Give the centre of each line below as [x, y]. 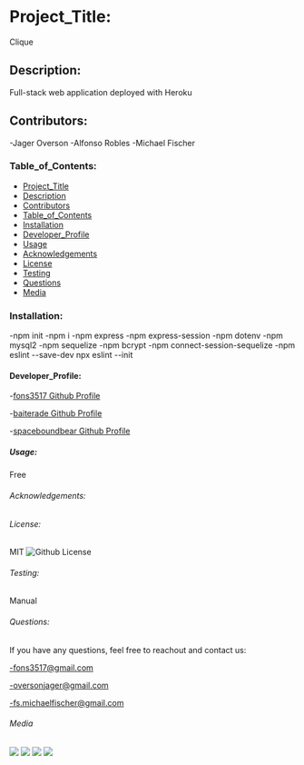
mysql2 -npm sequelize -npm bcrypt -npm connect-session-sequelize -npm [152, 345]
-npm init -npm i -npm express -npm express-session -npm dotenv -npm [147, 336]
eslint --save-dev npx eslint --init [71, 355]
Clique [22, 42]
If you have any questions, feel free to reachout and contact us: [128, 650]
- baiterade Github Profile [56, 413]
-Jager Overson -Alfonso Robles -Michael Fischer [103, 143]
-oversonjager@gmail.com [59, 685]
